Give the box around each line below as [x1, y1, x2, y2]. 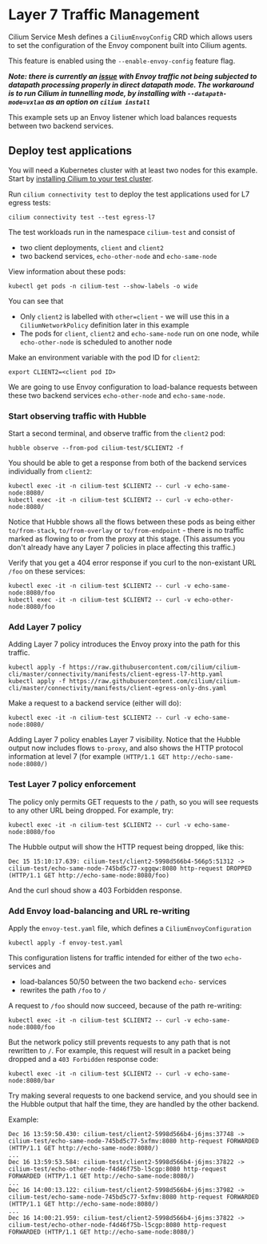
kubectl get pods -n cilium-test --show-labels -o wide [8, 282, 198, 290]
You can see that [8, 296, 64, 305]
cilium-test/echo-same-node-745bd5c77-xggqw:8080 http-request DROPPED [8, 864, 252, 872]
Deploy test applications [8, 144, 133, 157]
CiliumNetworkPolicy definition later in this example [19, 320, 189, 329]
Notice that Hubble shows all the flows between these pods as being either [8, 517, 256, 527]
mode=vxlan [8, 98, 45, 106]
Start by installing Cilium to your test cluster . [8, 173, 153, 183]
